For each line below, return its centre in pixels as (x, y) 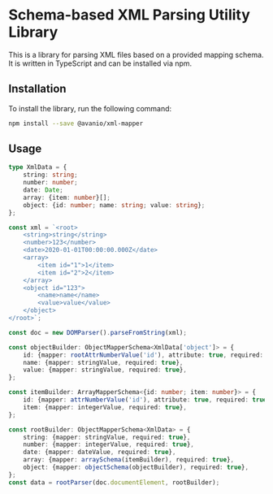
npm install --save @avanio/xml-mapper (76, 123)
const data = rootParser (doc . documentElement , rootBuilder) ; (114, 482)
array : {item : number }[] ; (67, 197)
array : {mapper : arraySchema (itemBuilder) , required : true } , (128, 460)
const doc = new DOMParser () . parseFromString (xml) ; (97, 332)
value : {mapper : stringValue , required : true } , (105, 370)
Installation (37, 89)
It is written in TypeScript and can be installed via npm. (100, 63)
